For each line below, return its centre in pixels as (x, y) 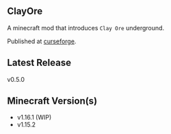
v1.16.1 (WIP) (34, 118)
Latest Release (39, 63)
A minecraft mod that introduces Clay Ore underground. (86, 27)
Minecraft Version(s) (52, 101)
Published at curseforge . (42, 41)
